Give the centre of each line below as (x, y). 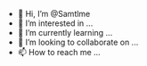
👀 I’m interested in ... (55, 23)
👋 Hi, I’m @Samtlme (54, 14)
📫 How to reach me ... (59, 52)
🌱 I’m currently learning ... (65, 33)
